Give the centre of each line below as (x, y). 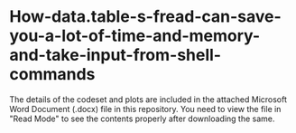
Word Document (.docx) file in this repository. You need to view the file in (145, 109)
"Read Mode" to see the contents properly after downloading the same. (142, 119)
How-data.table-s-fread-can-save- (145, 17)
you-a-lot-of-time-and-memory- (135, 36)
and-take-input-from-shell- (116, 55)
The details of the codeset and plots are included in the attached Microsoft (148, 99)
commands (52, 75)
